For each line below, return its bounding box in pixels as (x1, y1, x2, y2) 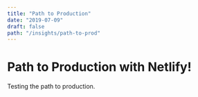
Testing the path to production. (7, 82, 96, 91)
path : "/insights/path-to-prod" (7, 29, 100, 37)
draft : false (7, 23, 45, 30)
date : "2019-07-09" (7, 17, 64, 24)
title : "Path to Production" (7, 10, 91, 17)
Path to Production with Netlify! (7, 60, 192, 75)
